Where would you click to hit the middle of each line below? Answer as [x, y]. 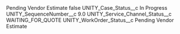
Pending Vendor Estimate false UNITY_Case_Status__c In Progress [87, 8]
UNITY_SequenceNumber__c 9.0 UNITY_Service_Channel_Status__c [89, 14]
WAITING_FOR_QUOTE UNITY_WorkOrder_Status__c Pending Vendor [90, 20]
